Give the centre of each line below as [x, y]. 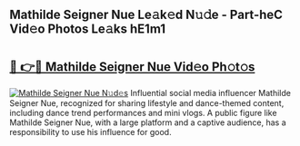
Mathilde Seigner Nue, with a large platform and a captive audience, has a [148, 122]
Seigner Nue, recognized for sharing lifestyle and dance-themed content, [147, 103]
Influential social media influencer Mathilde [210, 93]
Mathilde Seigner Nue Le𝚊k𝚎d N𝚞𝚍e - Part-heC [146, 15]
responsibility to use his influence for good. [90, 132]
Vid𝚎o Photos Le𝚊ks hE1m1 [88, 29]
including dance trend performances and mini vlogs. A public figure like [143, 113]
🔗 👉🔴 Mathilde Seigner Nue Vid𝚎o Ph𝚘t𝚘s [132, 67]
